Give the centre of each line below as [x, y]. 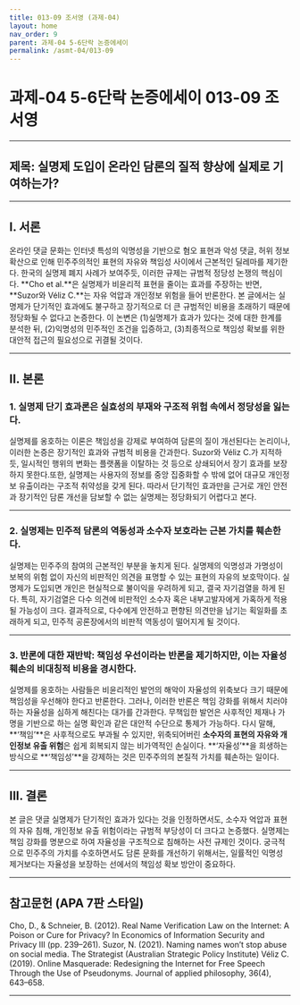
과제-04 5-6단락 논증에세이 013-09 [135, 98]
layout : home [33, 26]
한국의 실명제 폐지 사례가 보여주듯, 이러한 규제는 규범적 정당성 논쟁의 [140, 273]
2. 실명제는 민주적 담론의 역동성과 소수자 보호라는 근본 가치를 [132, 531]
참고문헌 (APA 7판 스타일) [77, 904]
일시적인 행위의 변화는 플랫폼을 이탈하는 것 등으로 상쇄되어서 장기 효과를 [146, 464]
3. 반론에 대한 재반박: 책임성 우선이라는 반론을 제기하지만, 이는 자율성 [148, 655]
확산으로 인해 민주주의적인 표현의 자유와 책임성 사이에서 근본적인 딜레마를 [137, 261]
